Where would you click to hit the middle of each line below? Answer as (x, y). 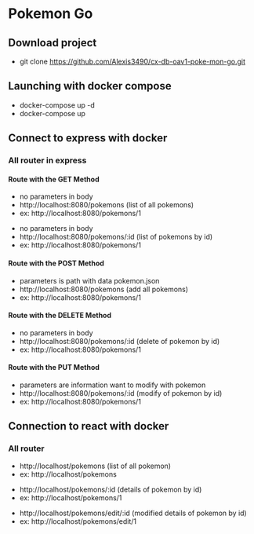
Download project (53, 43)
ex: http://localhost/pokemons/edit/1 (78, 521)
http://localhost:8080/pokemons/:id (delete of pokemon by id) (120, 341)
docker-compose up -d (57, 105)
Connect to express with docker (88, 138)
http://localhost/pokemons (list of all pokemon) (95, 466)
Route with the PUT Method (54, 368)
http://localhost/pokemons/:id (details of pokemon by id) (111, 489)
